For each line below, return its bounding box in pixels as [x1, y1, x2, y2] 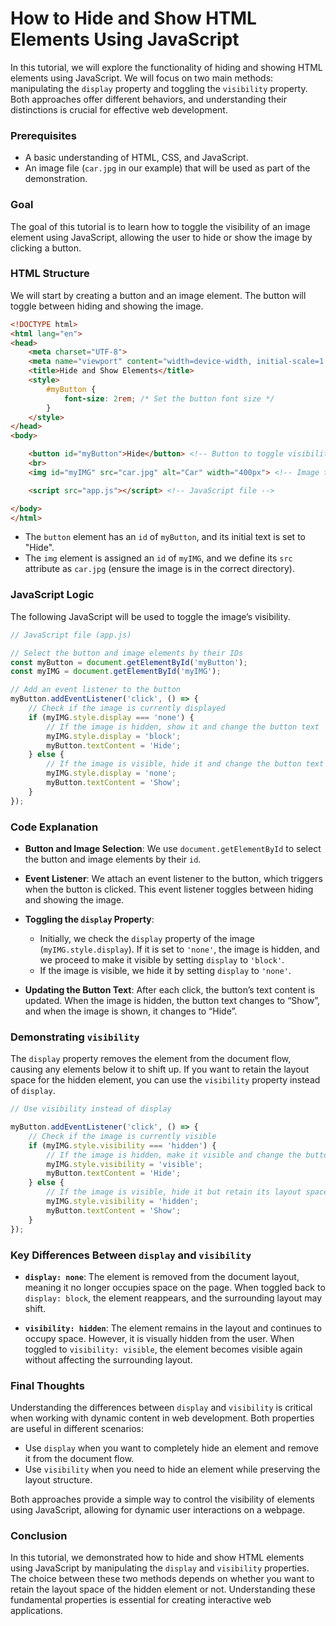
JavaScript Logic [10, 588, 95, 602]
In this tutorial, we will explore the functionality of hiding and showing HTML [10, 61, 323, 73]
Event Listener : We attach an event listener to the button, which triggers [24, 872, 323, 884]
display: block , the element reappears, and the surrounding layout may [24, 1292, 323, 1304]
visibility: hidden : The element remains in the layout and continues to [24, 1322, 322, 1334]
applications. [10, 1605, 63, 1617]
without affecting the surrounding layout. [24, 1353, 193, 1366]
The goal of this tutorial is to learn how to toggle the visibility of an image [10, 220, 311, 232]
